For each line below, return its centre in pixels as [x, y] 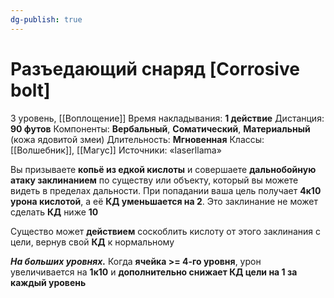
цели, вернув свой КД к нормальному [92, 242]
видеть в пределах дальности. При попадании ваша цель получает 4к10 [166, 190]
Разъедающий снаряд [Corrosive [155, 68]
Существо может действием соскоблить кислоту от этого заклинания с [166, 231]
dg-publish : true [46, 19]
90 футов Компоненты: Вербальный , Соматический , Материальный [160, 128]
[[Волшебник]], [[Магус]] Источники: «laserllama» [116, 150]
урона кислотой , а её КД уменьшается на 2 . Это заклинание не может [164, 201]
